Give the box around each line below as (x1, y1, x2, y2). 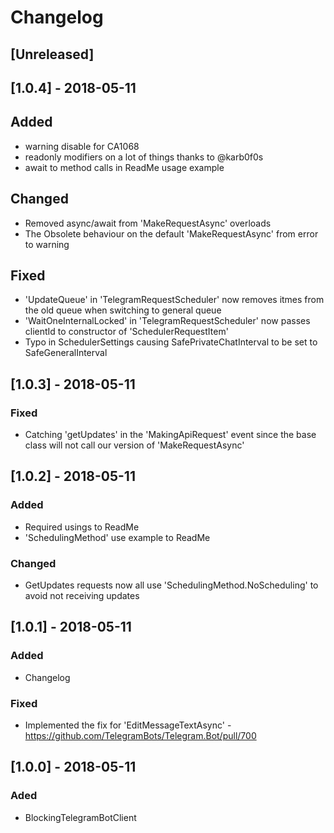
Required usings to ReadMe (24, 521, 140, 533)
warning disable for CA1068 (24, 140, 140, 152)
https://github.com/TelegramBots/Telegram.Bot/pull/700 (24, 730, 257, 742)
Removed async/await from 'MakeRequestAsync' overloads (24, 217, 272, 229)
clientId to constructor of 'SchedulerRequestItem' (24, 326, 229, 338)
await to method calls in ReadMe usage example (24, 161, 225, 173)
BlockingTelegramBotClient (24, 811, 137, 823)
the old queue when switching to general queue (24, 304, 222, 316)
